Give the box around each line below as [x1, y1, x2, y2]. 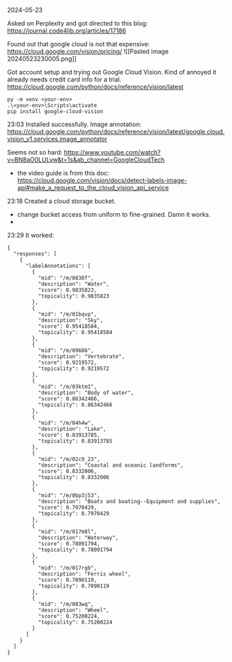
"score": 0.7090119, [37, 576, 97, 583]
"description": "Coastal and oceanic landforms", [37, 462, 184, 469]
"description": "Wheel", [37, 607, 110, 614]
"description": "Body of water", [37, 389, 135, 396]
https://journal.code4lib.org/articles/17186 [7, 27, 126, 35]
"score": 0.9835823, [37, 286, 97, 293]
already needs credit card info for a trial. [7, 75, 122, 84]
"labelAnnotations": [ [25, 262, 91, 269]
